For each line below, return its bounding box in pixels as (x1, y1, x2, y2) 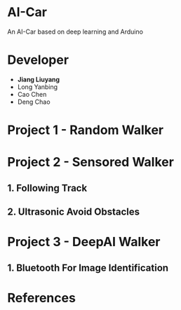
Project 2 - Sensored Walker (7, 154, 174, 170)
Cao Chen (17, 90, 47, 98)
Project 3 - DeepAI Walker (7, 234, 161, 250)
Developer (7, 52, 69, 68)
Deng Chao (17, 97, 51, 106)
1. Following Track (7, 182, 88, 194)
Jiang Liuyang (17, 75, 60, 83)
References (7, 290, 76, 306)
